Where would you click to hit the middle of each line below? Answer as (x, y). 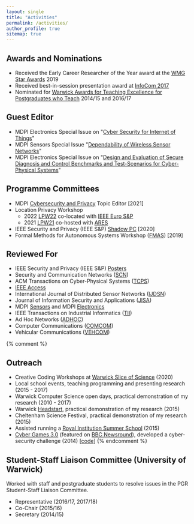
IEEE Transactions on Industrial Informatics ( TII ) (73, 313)
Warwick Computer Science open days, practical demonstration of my (101, 396)
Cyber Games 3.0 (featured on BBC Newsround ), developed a (91, 435)
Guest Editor (30, 117)
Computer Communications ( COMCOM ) (64, 326)
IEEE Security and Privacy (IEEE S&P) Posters (71, 268)
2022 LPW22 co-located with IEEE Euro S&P (78, 216)
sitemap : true (24, 34)
